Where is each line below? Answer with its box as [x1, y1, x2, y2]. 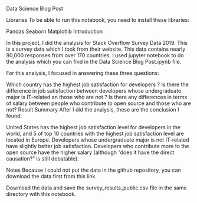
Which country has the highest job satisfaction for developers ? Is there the [6, 81, 189, 88]
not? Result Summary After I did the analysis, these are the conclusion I [6, 106, 179, 113]
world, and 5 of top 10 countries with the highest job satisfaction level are [6, 130, 184, 137]
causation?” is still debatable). [6, 155, 80, 162]
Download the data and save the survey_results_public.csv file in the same [6, 184, 187, 191]
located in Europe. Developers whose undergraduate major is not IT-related [6, 136, 189, 143]
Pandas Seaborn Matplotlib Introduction [6, 28, 103, 35]
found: [6, 112, 22, 119]
